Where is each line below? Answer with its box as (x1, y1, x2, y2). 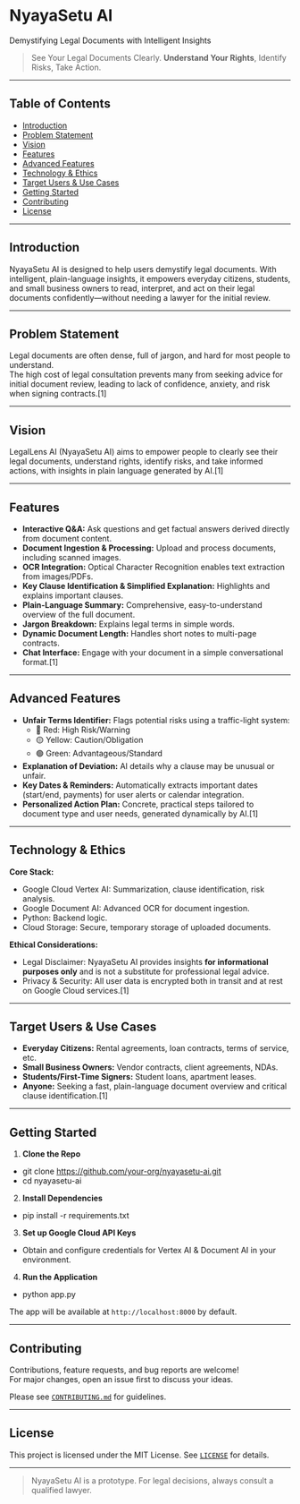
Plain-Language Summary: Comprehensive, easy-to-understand (21, 600, 263, 610)
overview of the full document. (21, 610, 136, 620)
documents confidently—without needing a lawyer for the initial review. (9, 292, 271, 303)
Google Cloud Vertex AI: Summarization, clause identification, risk (21, 884, 265, 894)
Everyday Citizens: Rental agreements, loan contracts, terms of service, (21, 1043, 289, 1054)
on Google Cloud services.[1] (21, 985, 129, 996)
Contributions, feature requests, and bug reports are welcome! (9, 1364, 239, 1375)
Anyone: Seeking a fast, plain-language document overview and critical (21, 1081, 287, 1092)
